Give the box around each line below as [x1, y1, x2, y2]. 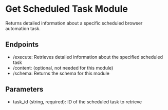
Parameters [5, 85, 44, 94]
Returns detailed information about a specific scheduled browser [5, 20, 143, 26]
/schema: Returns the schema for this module [12, 70, 109, 76]
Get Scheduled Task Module [5, 3, 128, 15]
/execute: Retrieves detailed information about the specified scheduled [12, 54, 163, 60]
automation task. [5, 25, 41, 31]
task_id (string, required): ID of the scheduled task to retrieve [12, 98, 142, 105]
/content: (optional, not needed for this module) [12, 64, 114, 71]
